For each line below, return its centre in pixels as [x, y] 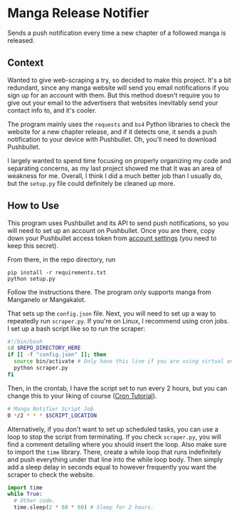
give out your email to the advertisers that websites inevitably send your [113, 103]
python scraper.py [41, 368]
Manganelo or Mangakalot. [47, 299]
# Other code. [34, 501]
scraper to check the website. [51, 475]
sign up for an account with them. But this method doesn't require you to [114, 95]
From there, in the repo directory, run [62, 259]
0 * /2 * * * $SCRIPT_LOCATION [52, 415]
